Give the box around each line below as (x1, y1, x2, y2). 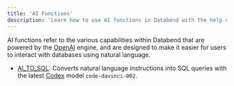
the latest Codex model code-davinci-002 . (17, 71, 138, 80)
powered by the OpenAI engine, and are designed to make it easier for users (7, 43, 226, 51)
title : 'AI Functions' (7, 10, 73, 17)
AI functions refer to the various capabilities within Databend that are (7, 35, 205, 44)
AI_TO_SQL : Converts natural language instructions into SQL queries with (17, 64, 227, 72)
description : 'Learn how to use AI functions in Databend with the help (7, 17, 223, 24)
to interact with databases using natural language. (7, 50, 151, 59)
